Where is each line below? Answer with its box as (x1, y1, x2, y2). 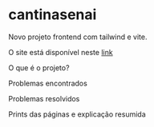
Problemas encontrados (8, 78, 88, 88)
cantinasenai (8, 6, 97, 24)
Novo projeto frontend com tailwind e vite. (8, 32, 148, 42)
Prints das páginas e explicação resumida (8, 109, 146, 119)
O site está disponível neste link (8, 47, 114, 57)
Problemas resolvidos (8, 93, 80, 103)
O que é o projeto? (8, 62, 70, 73)
